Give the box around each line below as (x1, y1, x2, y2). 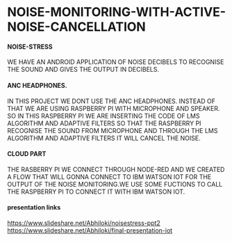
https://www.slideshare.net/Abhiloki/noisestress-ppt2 (7, 219, 161, 227)
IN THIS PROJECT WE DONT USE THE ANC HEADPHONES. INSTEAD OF (7, 97, 215, 105)
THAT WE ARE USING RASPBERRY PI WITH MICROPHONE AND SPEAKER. (7, 104, 220, 112)
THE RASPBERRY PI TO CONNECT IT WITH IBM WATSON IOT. (7, 187, 185, 196)
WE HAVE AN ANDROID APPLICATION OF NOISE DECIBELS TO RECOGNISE (7, 58, 224, 66)
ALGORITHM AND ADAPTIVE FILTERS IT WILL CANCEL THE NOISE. (7, 134, 201, 142)
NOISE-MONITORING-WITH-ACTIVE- (7, 4, 226, 20)
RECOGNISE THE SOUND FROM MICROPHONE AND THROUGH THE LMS (7, 126, 218, 134)
